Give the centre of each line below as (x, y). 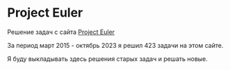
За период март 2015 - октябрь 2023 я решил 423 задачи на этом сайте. (115, 45)
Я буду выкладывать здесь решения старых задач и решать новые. (108, 59)
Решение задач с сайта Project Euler (61, 32)
